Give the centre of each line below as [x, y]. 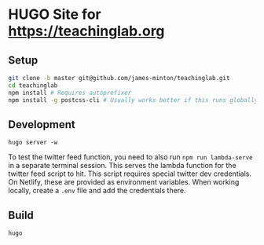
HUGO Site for [55, 15]
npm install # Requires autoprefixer [70, 93]
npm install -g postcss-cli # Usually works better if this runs [117, 100]
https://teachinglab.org [86, 31]
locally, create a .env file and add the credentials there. [97, 191]
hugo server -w [33, 143]
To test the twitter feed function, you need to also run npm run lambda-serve [130, 157]
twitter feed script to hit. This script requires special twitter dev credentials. [130, 174]
